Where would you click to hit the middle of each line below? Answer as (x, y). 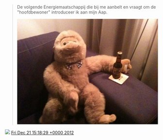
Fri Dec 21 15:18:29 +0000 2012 (42, 133)
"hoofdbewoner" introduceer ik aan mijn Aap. (62, 12)
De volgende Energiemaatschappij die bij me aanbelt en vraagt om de (86, 7)
